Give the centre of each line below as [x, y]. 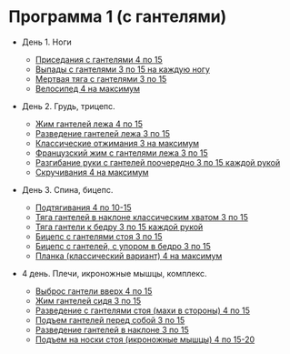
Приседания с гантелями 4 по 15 [99, 59]
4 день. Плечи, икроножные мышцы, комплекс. [114, 273]
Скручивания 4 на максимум [92, 172]
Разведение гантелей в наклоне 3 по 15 [112, 329]
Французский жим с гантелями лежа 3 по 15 [121, 153]
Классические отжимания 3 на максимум [117, 143]
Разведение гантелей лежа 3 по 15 [102, 133]
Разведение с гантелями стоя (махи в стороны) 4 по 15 [143, 310]
